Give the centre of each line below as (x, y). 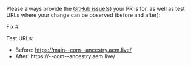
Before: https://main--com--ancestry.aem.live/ (73, 50)
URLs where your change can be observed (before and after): (83, 15)
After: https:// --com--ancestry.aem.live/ (65, 56)
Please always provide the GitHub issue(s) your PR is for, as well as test (95, 9)
